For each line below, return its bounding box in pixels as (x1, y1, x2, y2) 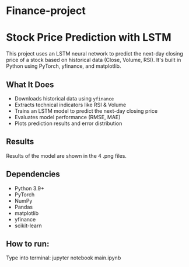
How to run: (6, 238, 50, 249)
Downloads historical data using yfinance (14, 95, 114, 102)
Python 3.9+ (14, 185, 45, 192)
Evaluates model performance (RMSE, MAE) (14, 113, 121, 120)
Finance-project (6, 4, 86, 18)
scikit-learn (14, 222, 42, 229)
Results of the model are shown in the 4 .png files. (6, 152, 127, 159)
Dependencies (6, 169, 60, 179)
